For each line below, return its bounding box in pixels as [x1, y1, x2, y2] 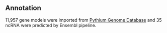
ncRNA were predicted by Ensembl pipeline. [5, 22, 97, 28]
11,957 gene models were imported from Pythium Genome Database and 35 [5, 17, 162, 23]
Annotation [5, 4, 42, 12]
